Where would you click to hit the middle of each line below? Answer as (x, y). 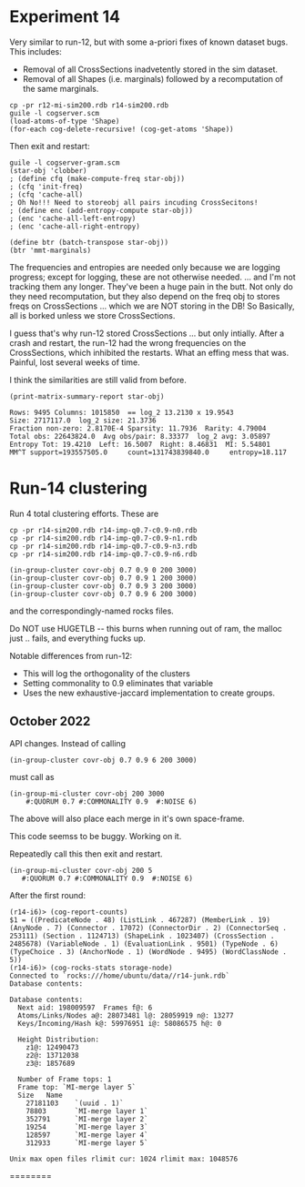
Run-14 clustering (79, 488)
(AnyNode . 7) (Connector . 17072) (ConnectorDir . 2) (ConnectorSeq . (148, 928)
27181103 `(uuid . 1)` (75, 1103)
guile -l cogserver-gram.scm (65, 162)
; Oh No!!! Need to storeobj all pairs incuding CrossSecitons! (134, 202)
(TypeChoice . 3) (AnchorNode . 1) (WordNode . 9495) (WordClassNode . (148, 952)
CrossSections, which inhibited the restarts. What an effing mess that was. (149, 352)
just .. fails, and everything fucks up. (77, 638)
